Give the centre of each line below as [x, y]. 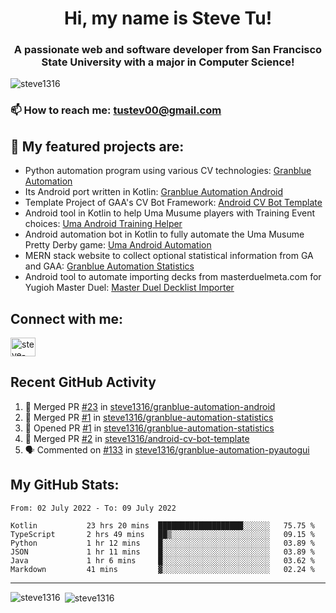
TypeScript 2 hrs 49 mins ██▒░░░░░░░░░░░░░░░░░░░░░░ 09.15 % [162, 534]
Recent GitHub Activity [83, 382]
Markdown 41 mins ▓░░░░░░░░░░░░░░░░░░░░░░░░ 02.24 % [162, 569]
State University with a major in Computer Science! [168, 62]
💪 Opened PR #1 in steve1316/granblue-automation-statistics [149, 428]
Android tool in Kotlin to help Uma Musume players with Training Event [170, 213]
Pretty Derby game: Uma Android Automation [118, 245]
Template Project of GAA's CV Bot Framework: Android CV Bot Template [173, 203]
